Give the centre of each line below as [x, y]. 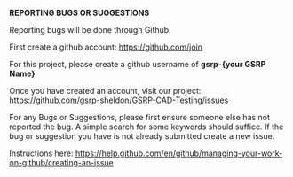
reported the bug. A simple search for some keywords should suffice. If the [146, 127]
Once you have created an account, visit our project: [105, 91]
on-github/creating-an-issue [61, 162]
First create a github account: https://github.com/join [106, 47]
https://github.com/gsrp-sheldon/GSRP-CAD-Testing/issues [119, 100]
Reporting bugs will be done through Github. [90, 30]
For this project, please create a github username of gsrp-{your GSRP [138, 64]
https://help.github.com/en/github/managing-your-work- [179, 153]
